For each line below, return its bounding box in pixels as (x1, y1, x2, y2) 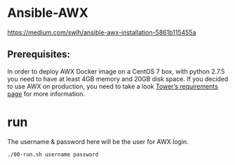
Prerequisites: (7, 48, 70, 60)
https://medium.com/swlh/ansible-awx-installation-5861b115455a (7, 28, 196, 37)
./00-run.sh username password (7, 151, 99, 158)
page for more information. (7, 89, 86, 98)
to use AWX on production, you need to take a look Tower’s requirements (7, 82, 219, 91)
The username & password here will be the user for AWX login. (7, 137, 189, 145)
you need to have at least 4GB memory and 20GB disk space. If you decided (7, 74, 229, 83)
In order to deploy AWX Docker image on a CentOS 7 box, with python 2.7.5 (7, 67, 225, 75)
